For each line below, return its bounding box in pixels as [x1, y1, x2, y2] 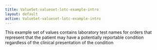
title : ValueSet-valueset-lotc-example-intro [5, 7, 99, 12]
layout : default [5, 12, 38, 17]
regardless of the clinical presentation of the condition [5, 40, 114, 46]
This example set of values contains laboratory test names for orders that [5, 30, 152, 35]
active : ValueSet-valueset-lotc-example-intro [5, 16, 101, 21]
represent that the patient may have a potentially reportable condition [5, 34, 144, 40]
